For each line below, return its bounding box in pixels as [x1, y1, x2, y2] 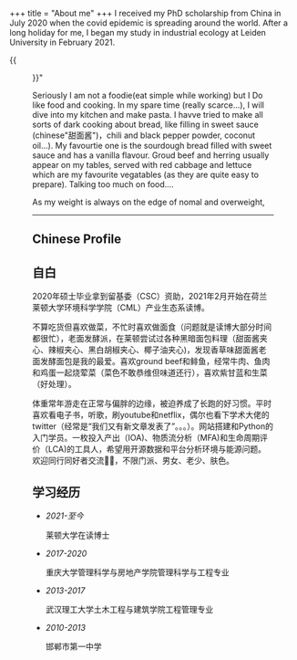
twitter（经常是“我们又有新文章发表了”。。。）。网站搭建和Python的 [32, 421, 273, 432]
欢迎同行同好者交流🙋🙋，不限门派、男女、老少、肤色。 [32, 456, 235, 466]
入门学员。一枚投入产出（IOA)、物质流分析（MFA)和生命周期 [32, 433, 261, 444]
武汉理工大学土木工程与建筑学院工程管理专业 [45, 604, 214, 615]
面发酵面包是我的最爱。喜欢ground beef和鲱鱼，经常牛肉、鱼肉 [32, 356, 271, 367]
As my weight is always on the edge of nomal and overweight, [32, 196, 266, 207]
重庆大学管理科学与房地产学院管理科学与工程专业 [45, 567, 230, 578]
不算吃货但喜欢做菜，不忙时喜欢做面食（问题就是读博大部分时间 [32, 321, 271, 332]
